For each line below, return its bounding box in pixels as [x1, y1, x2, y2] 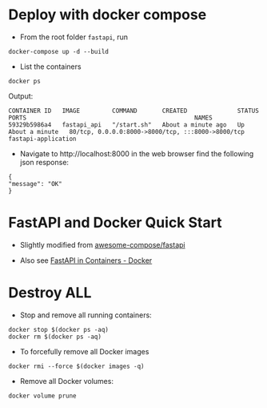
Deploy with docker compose [8, 6, 207, 24]
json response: [19, 157, 70, 167]
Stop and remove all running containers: [19, 310, 152, 320]
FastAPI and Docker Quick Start [8, 214, 222, 232]
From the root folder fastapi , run [19, 32, 129, 42]
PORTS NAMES [8, 114, 213, 122]
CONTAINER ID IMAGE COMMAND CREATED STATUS [8, 107, 260, 115]
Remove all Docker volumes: [19, 376, 114, 386]
